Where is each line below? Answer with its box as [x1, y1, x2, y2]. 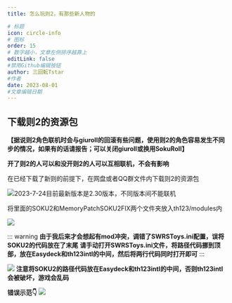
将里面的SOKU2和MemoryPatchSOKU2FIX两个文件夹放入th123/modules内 [7, 204, 223, 213]
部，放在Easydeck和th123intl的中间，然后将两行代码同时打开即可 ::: [7, 250, 205, 258]
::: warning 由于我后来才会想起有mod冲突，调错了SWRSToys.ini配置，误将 [7, 232, 225, 241]
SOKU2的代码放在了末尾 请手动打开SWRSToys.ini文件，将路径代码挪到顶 [7, 241, 221, 250]
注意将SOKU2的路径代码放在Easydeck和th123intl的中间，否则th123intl [15, 264, 224, 274]
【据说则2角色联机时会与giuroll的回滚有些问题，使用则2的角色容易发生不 [7, 136, 219, 144]
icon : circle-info [7, 29, 61, 36]
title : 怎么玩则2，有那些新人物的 [7, 10, 96, 18]
